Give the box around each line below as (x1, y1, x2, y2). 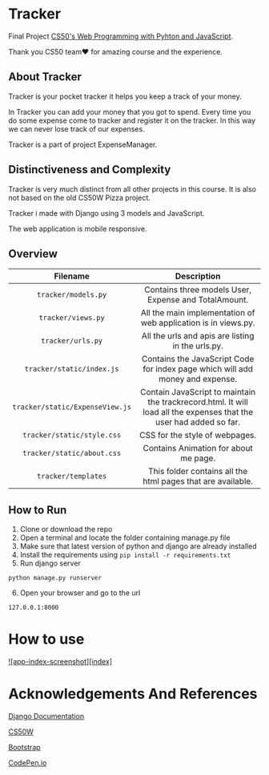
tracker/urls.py (41, 336, 103, 346)
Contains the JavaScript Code (141, 354, 255, 365)
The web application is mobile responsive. (8, 224, 147, 233)
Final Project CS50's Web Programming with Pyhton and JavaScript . (8, 31, 234, 41)
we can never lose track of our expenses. (8, 124, 146, 133)
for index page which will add (143, 363, 254, 375)
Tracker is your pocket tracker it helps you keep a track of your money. (8, 91, 243, 101)
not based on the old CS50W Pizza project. (8, 193, 151, 202)
